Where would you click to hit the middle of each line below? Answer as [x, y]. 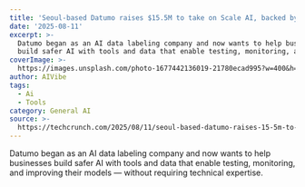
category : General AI [50, 111]
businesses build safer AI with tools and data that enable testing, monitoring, [152, 163]
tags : [20, 85]
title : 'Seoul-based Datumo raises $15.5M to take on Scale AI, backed [148, 18]
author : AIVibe [38, 77]
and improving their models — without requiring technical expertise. [136, 172]
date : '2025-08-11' [46, 26]
